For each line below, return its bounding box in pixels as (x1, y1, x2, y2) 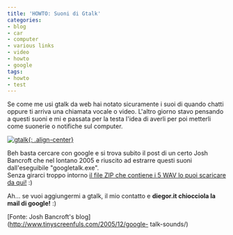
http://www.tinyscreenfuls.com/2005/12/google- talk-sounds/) (9, 220, 189, 229)
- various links (7, 42, 54, 49)
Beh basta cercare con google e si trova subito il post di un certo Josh (7, 149, 209, 157)
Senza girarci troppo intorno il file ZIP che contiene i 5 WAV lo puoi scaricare (7, 171, 226, 180)
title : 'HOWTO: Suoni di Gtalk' (7, 10, 101, 17)
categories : (7, 17, 42, 24)
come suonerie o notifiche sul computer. (7, 122, 123, 130)
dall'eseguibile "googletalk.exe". (7, 164, 99, 172)
